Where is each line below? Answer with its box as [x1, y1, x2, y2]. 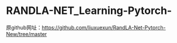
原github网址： [6, 24, 42, 31]
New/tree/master [6, 30, 47, 37]
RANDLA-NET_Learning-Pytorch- [6, 4, 172, 17]
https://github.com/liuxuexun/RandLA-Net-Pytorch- [41, 24, 166, 31]
